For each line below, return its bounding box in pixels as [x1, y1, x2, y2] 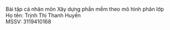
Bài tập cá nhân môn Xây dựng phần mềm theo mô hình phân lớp [5, 6, 164, 12]
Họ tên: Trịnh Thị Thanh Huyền [5, 12, 81, 19]
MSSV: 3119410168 [5, 18, 52, 25]
